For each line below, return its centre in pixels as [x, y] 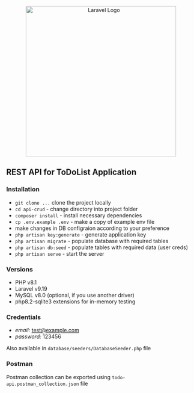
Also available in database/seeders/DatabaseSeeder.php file [79, 348]
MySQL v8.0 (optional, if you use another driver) [75, 295]
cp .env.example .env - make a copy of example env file [85, 221]
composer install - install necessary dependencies [78, 215]
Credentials [23, 317]
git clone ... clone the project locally [63, 202]
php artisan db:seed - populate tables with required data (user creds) [101, 247]
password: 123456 [38, 336]
